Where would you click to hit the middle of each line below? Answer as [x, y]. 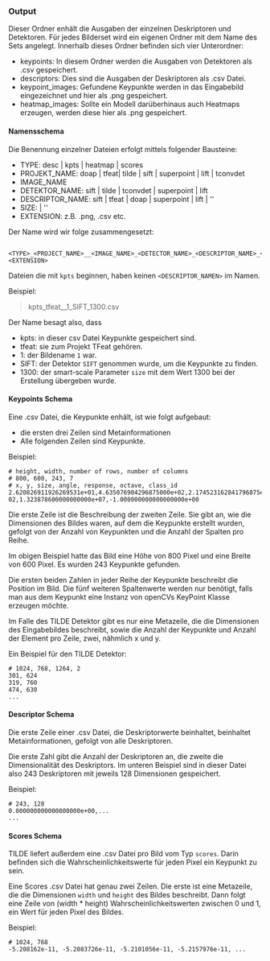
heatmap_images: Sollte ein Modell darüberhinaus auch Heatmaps [130, 104]
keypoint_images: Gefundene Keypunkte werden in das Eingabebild [131, 87]
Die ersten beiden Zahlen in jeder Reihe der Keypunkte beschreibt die [123, 579]
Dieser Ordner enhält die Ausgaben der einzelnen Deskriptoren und [120, 29]
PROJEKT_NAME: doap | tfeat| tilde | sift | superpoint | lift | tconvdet [132, 173]
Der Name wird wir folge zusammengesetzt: [81, 232]
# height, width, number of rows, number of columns [98, 471]
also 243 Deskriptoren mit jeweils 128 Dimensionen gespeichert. [115, 773]
